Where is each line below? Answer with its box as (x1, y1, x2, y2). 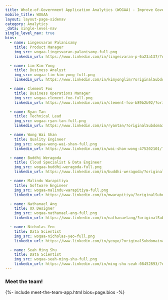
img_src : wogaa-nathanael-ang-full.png (14, 211, 97, 216)
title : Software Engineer (14, 183, 68, 188)
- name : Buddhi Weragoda (9, 155, 61, 161)
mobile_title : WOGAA (5, 12, 48, 17)
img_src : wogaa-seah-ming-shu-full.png (14, 257, 97, 262)
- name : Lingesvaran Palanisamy (9, 40, 77, 45)
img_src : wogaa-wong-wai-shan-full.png (14, 141, 97, 146)
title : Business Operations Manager (14, 91, 91, 96)
